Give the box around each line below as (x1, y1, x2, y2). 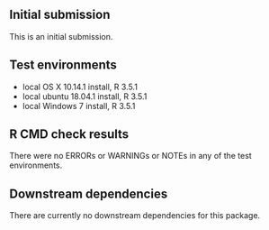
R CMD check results (9, 126, 130, 143)
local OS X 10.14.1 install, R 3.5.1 (22, 81, 138, 92)
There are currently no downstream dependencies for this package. (9, 210, 261, 221)
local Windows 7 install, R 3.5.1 (22, 100, 136, 111)
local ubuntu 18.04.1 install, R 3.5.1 (22, 90, 148, 102)
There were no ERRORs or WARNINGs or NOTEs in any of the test (9, 151, 252, 161)
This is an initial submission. (9, 31, 113, 41)
